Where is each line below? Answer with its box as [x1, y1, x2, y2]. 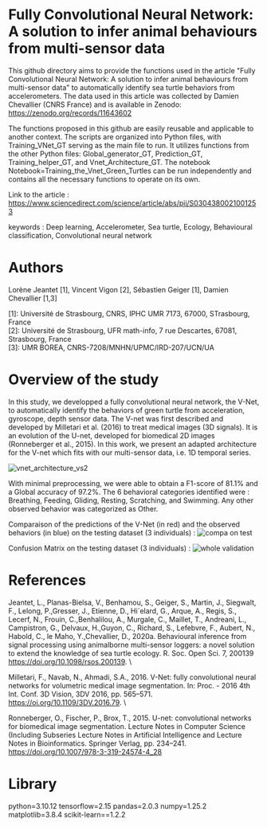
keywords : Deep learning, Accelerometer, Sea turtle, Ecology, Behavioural [8, 221, 253, 232]
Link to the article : [8, 190, 69, 199]
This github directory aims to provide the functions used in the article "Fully [8, 65, 256, 75]
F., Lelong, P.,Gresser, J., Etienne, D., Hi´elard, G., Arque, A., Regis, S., [8, 606, 238, 615]
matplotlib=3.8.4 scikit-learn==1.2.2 [8, 809, 126, 819]
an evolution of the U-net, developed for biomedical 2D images [8, 430, 215, 440]
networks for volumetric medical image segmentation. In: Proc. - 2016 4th [8, 680, 251, 690]
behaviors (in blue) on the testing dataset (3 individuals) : [8, 527, 196, 537]
